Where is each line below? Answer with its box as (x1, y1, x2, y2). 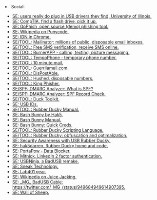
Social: (11, 4, 25, 9)
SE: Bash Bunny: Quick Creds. (12, 122, 73, 128)
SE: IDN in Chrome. (12, 34, 51, 40)
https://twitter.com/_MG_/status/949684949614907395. (12, 184, 125, 190)
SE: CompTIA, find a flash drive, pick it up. (12, 19, 97, 24)
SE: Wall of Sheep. (12, 189, 50, 195)
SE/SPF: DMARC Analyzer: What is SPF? (12, 86, 94, 91)
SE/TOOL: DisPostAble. (12, 70, 59, 76)
